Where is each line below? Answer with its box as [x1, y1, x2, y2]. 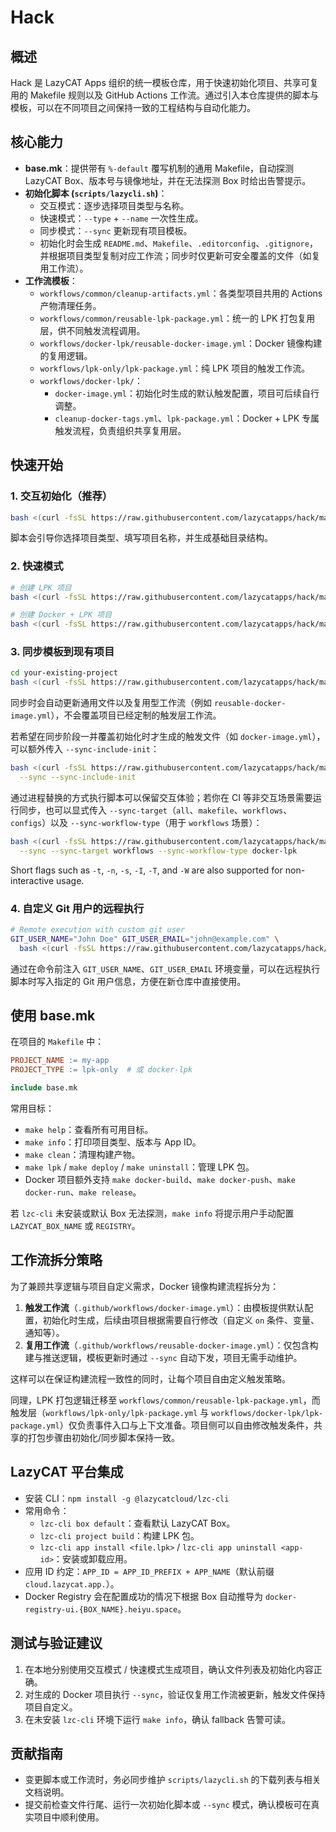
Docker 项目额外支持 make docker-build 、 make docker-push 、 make [24, 1174, 296, 1186]
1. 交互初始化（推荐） [10, 489, 113, 503]
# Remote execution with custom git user [10, 925, 186, 935]
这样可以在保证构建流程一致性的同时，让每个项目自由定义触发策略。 [10, 1372, 291, 1385]
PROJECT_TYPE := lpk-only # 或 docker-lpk [10, 1065, 193, 1075]
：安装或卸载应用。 [53, 1552, 133, 1565]
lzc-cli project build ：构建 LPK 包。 [39, 1529, 200, 1541]
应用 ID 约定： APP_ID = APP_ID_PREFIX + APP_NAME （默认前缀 [24, 1565, 275, 1577]
